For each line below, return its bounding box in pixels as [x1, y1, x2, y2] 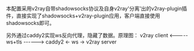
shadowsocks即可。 [6, 20, 55, 26]
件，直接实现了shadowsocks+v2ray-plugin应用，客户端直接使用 [6, 12, 161, 19]
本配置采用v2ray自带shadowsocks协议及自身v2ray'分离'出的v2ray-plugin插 [6, 5, 187, 12]
